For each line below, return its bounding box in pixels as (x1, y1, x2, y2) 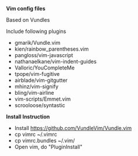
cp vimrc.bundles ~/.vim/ (14, 137, 75, 144)
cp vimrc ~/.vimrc (14, 131, 57, 138)
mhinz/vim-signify (14, 83, 58, 90)
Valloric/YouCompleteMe (14, 64, 75, 71)
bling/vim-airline (14, 89, 54, 96)
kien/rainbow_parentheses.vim (14, 45, 89, 52)
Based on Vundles (6, 16, 50, 23)
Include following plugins (6, 28, 66, 35)
